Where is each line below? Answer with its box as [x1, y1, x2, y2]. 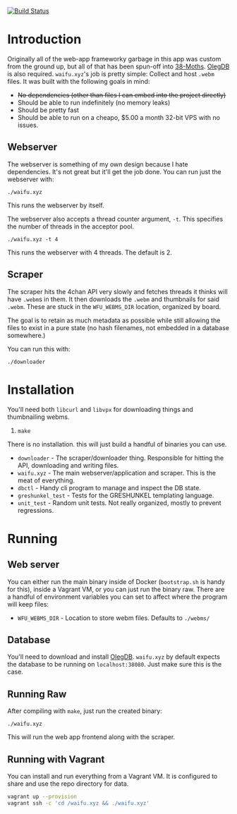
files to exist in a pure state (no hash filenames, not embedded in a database [7, 323, 229, 332]
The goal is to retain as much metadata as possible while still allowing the [7, 316, 221, 324]
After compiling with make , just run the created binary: [7, 707, 162, 715]
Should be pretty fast [17, 106, 80, 114]
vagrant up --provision [7, 793, 78, 800]
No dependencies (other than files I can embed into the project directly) [17, 90, 226, 99]
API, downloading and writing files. [17, 461, 119, 469]
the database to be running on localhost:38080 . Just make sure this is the [7, 660, 222, 669]
